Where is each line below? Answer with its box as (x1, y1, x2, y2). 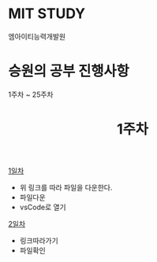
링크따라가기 (19, 236, 59, 245)
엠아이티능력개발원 (8, 31, 65, 41)
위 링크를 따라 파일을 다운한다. (19, 183, 113, 193)
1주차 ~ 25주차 (8, 90, 54, 99)
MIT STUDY (8, 5, 86, 23)
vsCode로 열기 (19, 202, 66, 212)
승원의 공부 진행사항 (8, 62, 130, 80)
